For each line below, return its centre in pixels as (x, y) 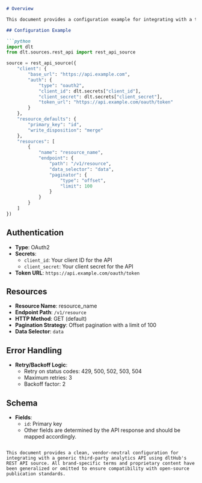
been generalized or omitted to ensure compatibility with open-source (98, 469)
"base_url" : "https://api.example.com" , (79, 74)
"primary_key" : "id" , (55, 124)
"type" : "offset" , (83, 180)
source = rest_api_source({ (41, 63)
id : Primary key (43, 424)
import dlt (20, 47)
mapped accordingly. (50, 436)
